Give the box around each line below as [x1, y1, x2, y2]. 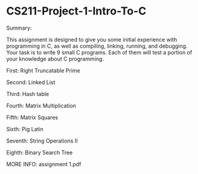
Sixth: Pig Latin [6, 125, 43, 132]
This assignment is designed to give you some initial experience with [6, 36, 177, 43]
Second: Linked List [6, 79, 56, 86]
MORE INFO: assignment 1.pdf [6, 160, 81, 167]
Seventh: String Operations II [6, 137, 78, 144]
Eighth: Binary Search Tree [6, 149, 73, 156]
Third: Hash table [6, 90, 49, 97]
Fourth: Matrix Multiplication [6, 101, 77, 109]
